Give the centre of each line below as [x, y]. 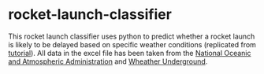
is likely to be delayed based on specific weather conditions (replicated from [132, 44]
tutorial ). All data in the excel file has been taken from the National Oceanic [130, 53]
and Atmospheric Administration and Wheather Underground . [108, 61]
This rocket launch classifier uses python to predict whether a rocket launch [132, 36]
